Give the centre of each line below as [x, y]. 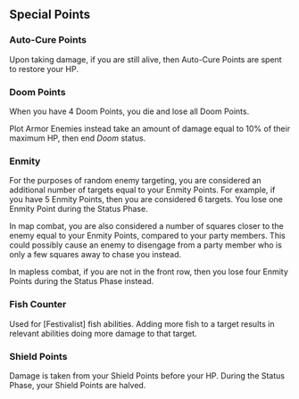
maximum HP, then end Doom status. [78, 138]
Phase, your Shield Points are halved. [78, 385]
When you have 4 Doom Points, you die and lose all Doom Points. [129, 111]
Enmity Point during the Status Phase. [79, 209]
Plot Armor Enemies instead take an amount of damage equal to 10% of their [150, 128]
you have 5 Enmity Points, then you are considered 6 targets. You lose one [146, 199]
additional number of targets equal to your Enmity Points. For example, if [142, 190]
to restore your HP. [44, 69]
